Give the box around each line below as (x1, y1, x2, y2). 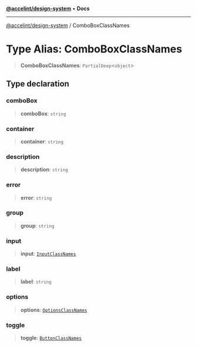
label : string (20, 278, 52, 285)
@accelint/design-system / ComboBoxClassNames (6, 22, 130, 29)
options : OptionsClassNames (20, 306, 87, 313)
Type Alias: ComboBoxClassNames (6, 42, 182, 56)
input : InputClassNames (20, 250, 76, 258)
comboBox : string (20, 110, 66, 117)
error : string (20, 194, 52, 201)
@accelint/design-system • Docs (6, 5, 90, 12)
